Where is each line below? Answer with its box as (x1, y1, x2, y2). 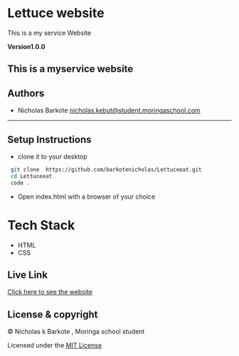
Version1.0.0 (7, 42, 46, 51)
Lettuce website (7, 5, 105, 21)
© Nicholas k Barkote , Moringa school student (7, 328, 145, 336)
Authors (7, 87, 45, 99)
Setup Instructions (7, 133, 92, 145)
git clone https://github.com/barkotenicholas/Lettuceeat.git (10, 166, 202, 173)
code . (10, 179, 31, 187)
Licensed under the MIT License (7, 341, 102, 350)
